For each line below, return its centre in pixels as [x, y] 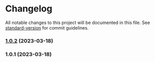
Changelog [29, 9]
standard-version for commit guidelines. [47, 27]
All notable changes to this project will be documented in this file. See [78, 22]
